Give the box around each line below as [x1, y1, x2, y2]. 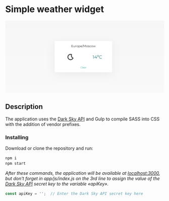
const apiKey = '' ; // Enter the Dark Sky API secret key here [5, 191, 143, 196]
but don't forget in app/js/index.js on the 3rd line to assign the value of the [5, 175, 160, 181]
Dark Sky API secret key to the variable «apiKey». [5, 180, 109, 187]
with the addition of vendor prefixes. [5, 121, 81, 127]
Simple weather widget [5, 4, 104, 15]
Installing [5, 133, 29, 141]
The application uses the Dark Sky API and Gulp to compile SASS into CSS [5, 116, 160, 122]
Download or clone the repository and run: [5, 145, 93, 151]
